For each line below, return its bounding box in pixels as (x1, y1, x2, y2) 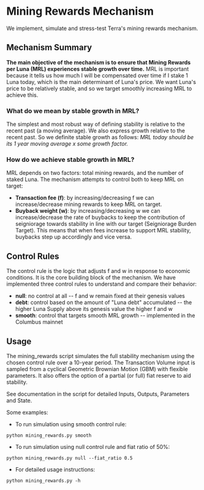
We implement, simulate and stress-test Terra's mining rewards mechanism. (6, 25, 198, 32)
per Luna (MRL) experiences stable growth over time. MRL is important (6, 65, 189, 72)
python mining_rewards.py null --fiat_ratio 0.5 (6, 455, 133, 461)
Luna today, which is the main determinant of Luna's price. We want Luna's (6, 78, 196, 85)
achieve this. (6, 91, 39, 99)
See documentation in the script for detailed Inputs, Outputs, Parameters (6, 390, 190, 397)
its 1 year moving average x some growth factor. (6, 140, 129, 148)
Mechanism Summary (6, 42, 93, 53)
